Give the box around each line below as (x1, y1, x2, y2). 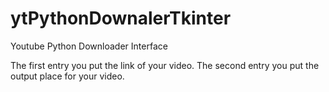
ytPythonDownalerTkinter (10, 7, 232, 30)
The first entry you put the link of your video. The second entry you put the (10, 59, 320, 71)
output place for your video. (10, 70, 125, 82)
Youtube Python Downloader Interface (10, 40, 168, 52)
